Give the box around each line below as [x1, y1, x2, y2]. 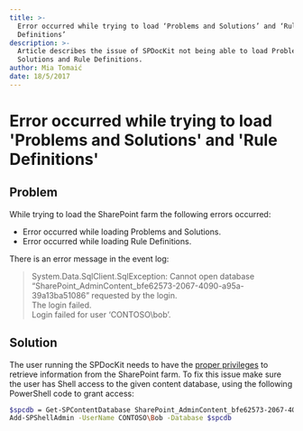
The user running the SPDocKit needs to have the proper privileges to [9, 359, 269, 370]
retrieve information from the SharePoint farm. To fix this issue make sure [9, 369, 282, 380]
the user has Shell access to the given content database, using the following [9, 378, 293, 389]
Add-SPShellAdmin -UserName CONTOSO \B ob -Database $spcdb [9, 414, 232, 423]
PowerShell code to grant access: [9, 388, 134, 399]
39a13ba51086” [31, 289, 90, 300]
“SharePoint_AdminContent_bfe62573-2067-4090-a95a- [31, 280, 245, 291]
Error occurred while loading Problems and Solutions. [22, 226, 222, 237]
